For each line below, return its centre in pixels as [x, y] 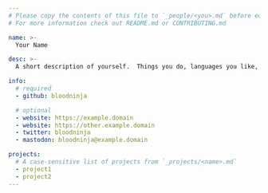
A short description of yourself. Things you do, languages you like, [137, 67]
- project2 [33, 176]
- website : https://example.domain [75, 118]
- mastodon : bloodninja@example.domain [82, 140]
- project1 [33, 169]
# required [33, 89]
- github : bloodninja [51, 96]
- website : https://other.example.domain [85, 125]
